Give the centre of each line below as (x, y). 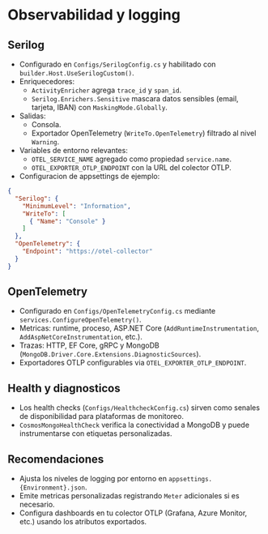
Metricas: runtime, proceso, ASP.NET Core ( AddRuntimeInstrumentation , (139, 328)
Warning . (45, 142)
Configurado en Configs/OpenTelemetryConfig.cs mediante (117, 311)
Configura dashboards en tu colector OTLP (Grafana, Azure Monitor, (133, 513)
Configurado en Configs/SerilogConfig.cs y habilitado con (117, 64)
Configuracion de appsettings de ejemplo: (89, 176)
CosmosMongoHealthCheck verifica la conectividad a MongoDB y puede (134, 425)
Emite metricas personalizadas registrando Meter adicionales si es (129, 496)
